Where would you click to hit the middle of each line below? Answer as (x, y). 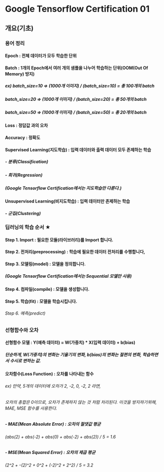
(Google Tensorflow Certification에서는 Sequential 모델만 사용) (69, 276)
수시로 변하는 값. (26, 361)
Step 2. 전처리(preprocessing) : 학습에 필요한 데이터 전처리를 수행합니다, (75, 252)
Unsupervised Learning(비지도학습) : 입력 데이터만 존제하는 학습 (68, 201)
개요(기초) (19, 28)
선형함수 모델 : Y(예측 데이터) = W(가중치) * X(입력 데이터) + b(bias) (70, 342)
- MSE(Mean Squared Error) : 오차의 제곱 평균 (50, 453)
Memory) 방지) (20, 74)
